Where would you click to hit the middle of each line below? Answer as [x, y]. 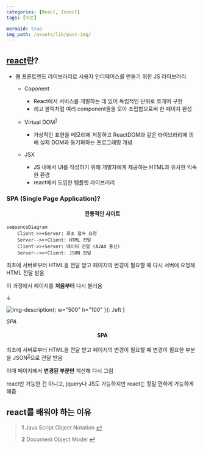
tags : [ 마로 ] [22, 18]
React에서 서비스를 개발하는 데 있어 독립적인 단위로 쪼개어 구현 [108, 101]
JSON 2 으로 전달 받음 [37, 357]
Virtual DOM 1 [41, 121]
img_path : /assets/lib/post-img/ [49, 34]
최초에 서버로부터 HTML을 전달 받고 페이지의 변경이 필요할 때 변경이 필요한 [95, 350]
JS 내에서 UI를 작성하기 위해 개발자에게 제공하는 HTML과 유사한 [109, 167]
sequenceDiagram [27, 227]
